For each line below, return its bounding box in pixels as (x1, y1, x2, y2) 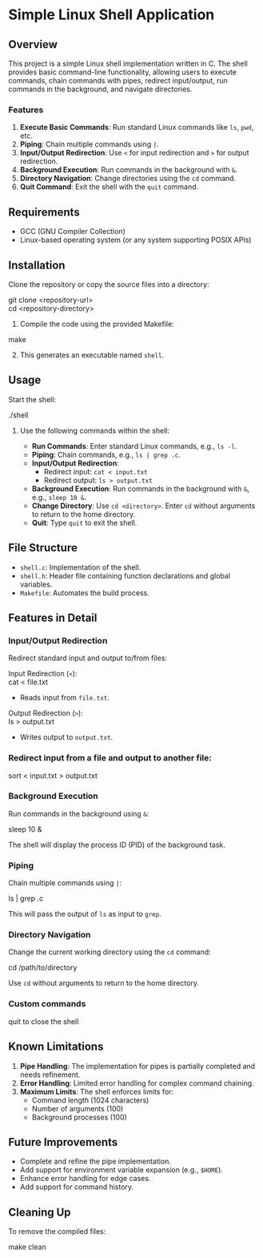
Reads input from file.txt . (19, 693, 110, 703)
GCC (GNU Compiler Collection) (19, 227, 126, 236)
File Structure (8, 541, 78, 554)
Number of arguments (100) (31, 1103, 124, 1113)
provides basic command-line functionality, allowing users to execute (8, 67, 237, 77)
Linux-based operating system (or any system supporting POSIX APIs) (19, 235, 252, 245)
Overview (8, 38, 58, 51)
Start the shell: (8, 394, 57, 404)
